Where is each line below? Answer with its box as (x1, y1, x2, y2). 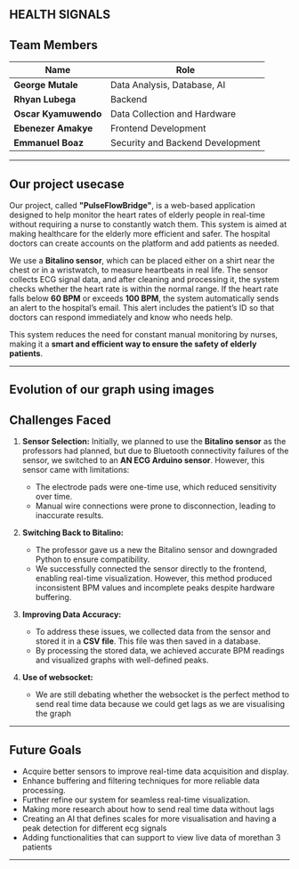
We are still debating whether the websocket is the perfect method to (35, 689, 290, 700)
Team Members (9, 37, 98, 53)
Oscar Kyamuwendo (13, 108, 102, 120)
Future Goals (9, 743, 82, 758)
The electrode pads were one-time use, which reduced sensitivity (35, 482, 278, 492)
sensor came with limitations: (21, 465, 130, 475)
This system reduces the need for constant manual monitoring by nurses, (9, 329, 279, 340)
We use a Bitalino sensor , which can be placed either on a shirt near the (9, 256, 275, 266)
